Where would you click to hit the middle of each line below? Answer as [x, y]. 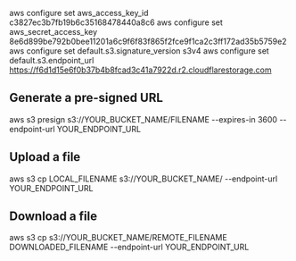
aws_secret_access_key [53, 32]
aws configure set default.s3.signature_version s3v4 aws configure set [139, 51]
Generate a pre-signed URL [86, 98]
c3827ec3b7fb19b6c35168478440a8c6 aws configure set [116, 22]
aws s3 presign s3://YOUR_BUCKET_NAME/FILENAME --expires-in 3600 [144, 119]
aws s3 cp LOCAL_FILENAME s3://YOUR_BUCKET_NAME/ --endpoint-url [144, 179]
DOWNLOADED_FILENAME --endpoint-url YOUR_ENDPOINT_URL [129, 247]
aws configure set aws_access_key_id [79, 13]
